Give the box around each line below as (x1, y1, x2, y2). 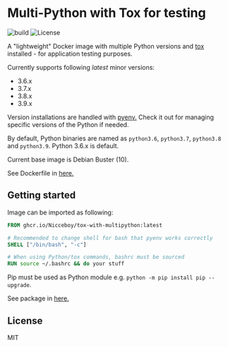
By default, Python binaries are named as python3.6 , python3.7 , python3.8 (7, 134, 222, 142)
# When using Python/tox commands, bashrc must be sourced (7, 254, 185, 261)
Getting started (7, 189, 76, 202)
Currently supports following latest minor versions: (7, 63, 155, 71)
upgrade (7, 282, 30, 289)
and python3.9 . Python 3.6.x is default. (7, 141, 119, 150)
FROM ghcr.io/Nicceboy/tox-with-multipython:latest (7, 221, 162, 229)
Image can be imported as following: (7, 208, 114, 217)
